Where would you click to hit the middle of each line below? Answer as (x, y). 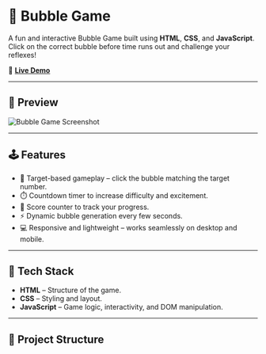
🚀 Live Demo (29, 70)
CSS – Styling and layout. (61, 299)
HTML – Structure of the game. (70, 290)
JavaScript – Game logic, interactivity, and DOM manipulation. (121, 307)
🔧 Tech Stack (41, 271)
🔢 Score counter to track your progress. (84, 207)
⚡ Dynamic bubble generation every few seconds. (101, 215)
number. (33, 186)
